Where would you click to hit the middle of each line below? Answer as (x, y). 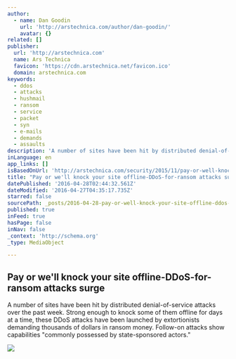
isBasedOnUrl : (28, 170)
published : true (31, 210)
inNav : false (26, 229)
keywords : (22, 79)
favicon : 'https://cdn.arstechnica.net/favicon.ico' (92, 66)
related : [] (25, 40)
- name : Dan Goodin (42, 20)
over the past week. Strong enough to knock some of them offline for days (115, 313)
